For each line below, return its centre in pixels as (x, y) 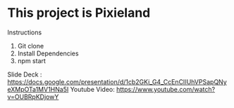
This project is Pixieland (79, 13)
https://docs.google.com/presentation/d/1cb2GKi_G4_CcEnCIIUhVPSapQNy (117, 81)
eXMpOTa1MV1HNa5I (38, 89)
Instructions (25, 32)
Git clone (31, 46)
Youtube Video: (92, 89)
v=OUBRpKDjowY (33, 97)
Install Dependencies (48, 53)
